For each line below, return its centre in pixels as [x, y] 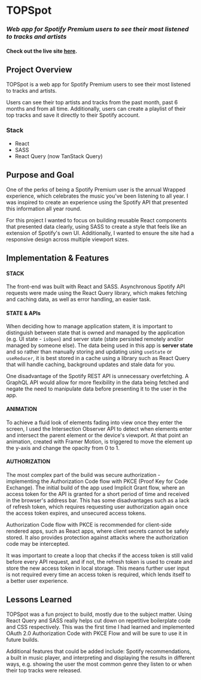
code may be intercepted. [38, 543]
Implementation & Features [58, 258]
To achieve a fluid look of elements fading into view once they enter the [94, 422]
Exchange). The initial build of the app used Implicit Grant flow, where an [96, 487]
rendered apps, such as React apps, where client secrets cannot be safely [98, 531]
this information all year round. [44, 208]
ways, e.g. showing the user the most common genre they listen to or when [99, 664]
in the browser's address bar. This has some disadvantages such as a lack [98, 500]
